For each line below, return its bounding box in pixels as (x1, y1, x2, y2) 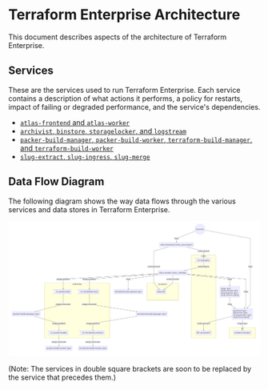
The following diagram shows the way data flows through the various (8, 196, 236, 206)
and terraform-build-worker (19, 143, 114, 153)
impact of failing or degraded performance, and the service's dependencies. (8, 102, 261, 111)
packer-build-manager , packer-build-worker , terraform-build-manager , (19, 135, 253, 144)
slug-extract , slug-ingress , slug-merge (19, 151, 150, 161)
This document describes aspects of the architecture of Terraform (8, 32, 227, 42)
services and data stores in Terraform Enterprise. (8, 204, 170, 214)
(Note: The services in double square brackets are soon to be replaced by (8, 364, 252, 373)
